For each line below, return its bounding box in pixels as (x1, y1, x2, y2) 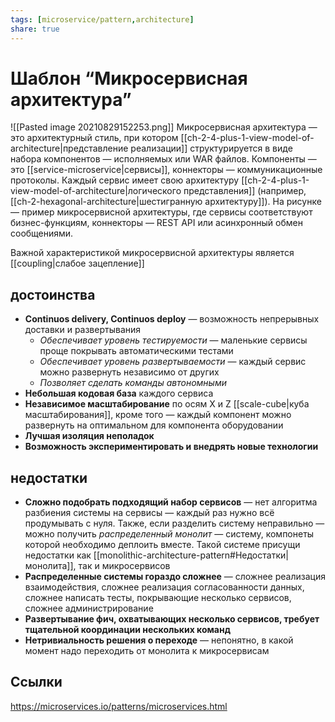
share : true (10, 24, 60, 34)
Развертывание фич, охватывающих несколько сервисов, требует (24, 613, 320, 625)
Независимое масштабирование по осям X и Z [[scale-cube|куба (24, 398, 310, 410)
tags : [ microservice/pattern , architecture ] (10, 14, 195, 25)
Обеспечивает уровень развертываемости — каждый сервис (39, 356, 307, 368)
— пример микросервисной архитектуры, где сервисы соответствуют (10, 206, 313, 218)
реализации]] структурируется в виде (130, 142, 293, 155)
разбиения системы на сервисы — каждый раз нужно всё (24, 507, 275, 519)
